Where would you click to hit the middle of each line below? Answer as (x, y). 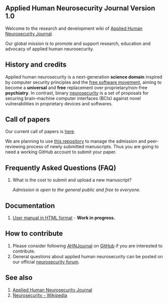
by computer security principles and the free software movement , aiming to (83, 82)
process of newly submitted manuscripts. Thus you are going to (93, 147)
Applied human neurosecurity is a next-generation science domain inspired (84, 77)
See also (19, 278)
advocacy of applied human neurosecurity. (50, 49)
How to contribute (34, 234)
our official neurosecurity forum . (46, 262)
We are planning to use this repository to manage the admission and (76, 141)
